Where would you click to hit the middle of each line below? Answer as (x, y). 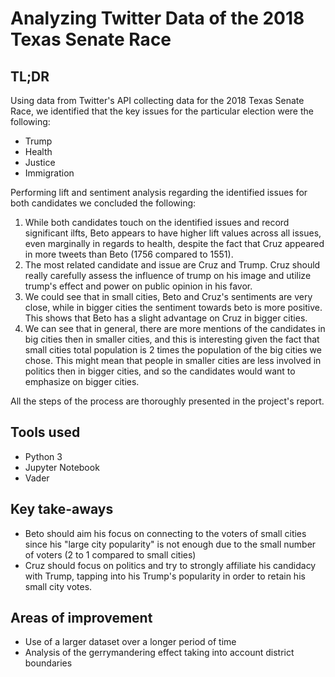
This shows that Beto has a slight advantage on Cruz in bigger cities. (166, 318)
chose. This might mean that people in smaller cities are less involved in (173, 360)
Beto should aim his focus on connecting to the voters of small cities (165, 533)
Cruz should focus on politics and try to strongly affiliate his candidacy (170, 565)
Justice (40, 162)
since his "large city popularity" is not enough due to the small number (170, 544)
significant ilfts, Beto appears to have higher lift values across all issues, (173, 233)
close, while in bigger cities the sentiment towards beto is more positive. (173, 307)
